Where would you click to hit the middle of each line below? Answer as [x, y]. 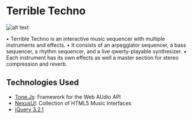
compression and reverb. [37, 64]
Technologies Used [42, 83]
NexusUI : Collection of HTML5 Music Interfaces [73, 103]
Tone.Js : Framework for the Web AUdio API [68, 97]
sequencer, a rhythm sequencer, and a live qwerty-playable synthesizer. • [96, 51]
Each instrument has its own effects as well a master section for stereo [92, 57]
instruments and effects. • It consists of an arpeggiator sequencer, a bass [96, 45]
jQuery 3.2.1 [29, 109]
